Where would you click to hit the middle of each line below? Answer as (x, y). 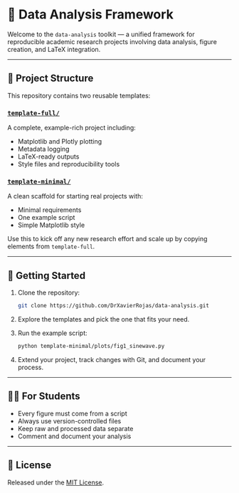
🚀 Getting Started (47, 276)
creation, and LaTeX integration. (54, 49)
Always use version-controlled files (69, 421)
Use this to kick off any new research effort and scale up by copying (107, 239)
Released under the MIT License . (56, 482)
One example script (46, 218)
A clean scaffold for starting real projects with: (75, 196)
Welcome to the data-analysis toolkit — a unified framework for (101, 34)
